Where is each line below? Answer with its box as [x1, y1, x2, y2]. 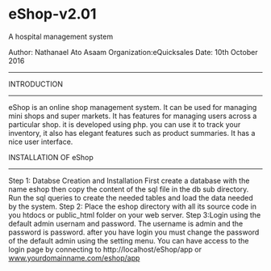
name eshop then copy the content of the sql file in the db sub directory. [8, 184, 249, 194]
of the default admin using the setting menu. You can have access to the [8, 235, 249, 245]
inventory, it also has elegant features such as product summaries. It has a [8, 128, 256, 138]
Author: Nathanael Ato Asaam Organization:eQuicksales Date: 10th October [8, 47, 258, 57]
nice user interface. [8, 137, 73, 146]
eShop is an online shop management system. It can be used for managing [8, 102, 257, 112]
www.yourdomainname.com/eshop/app [8, 252, 140, 263]
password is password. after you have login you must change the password [8, 227, 260, 237]
